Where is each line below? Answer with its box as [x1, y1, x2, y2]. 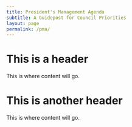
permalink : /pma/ [6, 26, 50, 32]
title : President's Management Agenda [6, 9, 105, 15]
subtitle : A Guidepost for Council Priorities [6, 15, 127, 21]
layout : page [6, 20, 40, 26]
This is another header [6, 94, 123, 107]
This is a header [6, 53, 89, 66]
